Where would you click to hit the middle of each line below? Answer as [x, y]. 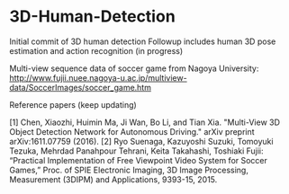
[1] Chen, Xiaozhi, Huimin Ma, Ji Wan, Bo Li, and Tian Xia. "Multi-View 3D [145, 122]
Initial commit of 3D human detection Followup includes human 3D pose [143, 41]
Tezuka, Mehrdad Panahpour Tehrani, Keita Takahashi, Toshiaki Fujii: [136, 151]
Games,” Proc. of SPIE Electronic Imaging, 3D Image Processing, [129, 170]
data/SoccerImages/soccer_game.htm [80, 87]
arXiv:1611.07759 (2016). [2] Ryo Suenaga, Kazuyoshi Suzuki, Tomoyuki [141, 141]
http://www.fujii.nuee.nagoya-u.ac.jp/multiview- [98, 77]
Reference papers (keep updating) [73, 104]
